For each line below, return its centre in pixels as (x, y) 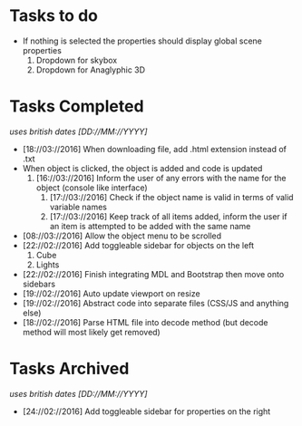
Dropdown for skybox (77, 60)
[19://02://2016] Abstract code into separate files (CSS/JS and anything (156, 303)
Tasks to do (54, 16)
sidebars (39, 284)
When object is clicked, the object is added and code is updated (142, 168)
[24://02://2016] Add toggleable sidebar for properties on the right (146, 411)
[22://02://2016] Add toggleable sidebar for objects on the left (138, 245)
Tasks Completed (77, 106)
